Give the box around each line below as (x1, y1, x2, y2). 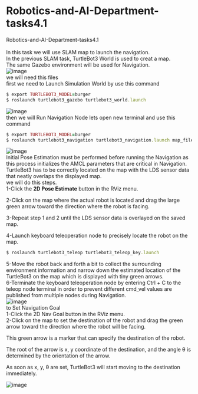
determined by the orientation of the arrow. (6, 352, 111, 359)
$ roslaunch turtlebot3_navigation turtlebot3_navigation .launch (6, 137, 170, 143)
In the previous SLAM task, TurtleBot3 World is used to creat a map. (6, 55, 171, 62)
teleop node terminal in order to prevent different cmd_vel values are (6, 285, 173, 293)
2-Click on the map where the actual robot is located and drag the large (6, 196, 180, 204)
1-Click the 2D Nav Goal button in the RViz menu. (6, 311, 126, 318)
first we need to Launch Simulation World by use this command (6, 80, 160, 87)
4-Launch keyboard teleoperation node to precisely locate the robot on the (6, 232, 188, 239)
